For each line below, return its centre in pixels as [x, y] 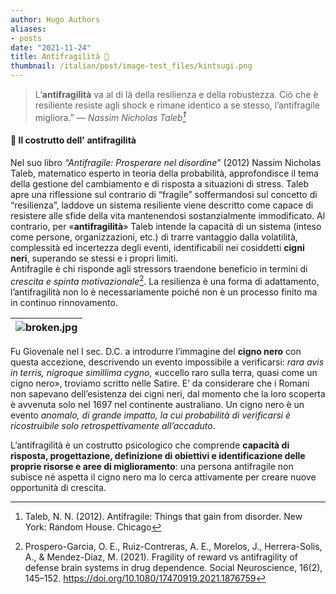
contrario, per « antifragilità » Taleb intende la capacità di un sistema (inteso [166, 226]
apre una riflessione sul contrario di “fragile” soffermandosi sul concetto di [164, 194]
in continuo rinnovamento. [64, 302]
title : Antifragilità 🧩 [60, 57]
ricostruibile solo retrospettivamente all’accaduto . [113, 425]
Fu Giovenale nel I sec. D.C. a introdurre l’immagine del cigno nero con [156, 351]
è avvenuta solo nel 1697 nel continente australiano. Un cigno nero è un [157, 404]
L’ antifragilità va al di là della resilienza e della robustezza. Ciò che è [176, 94]
